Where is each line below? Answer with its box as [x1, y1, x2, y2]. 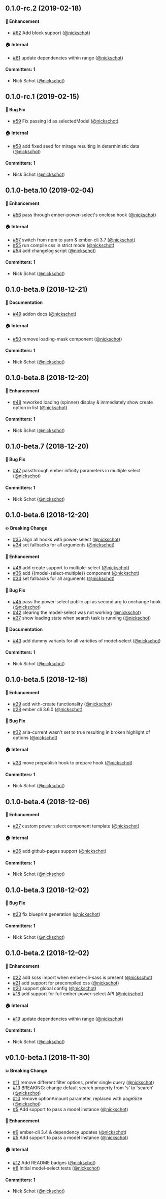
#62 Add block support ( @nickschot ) [12, 29, 90, 36]
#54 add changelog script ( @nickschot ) [12, 248, 96, 254]
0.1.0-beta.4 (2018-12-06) [5, 797, 90, 806]
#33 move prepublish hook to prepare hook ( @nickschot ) [12, 760, 133, 765]
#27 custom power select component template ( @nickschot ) [12, 823, 140, 829]
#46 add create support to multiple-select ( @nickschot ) [12, 565, 130, 571]
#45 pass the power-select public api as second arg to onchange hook [12, 598, 161, 604]
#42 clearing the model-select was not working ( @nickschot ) [12, 609, 141, 616]
